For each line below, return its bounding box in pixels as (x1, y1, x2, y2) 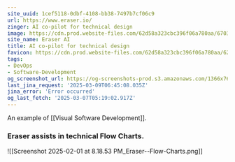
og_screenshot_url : (7, 75, 64, 82)
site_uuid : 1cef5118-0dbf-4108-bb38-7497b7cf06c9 (7, 10, 155, 17)
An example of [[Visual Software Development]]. (7, 114, 147, 122)
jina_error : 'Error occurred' (7, 88, 96, 95)
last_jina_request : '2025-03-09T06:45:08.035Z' (7, 82, 149, 89)
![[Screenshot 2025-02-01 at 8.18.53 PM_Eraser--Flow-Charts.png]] (7, 147, 203, 156)
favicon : (7, 50, 33, 57)
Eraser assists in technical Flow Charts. (7, 131, 145, 140)
